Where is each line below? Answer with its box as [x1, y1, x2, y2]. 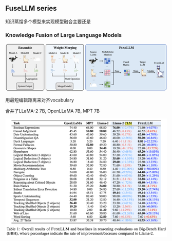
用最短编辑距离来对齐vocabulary [5, 97, 74, 103]
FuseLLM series [5, 4, 58, 13]
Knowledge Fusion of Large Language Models [5, 31, 122, 38]
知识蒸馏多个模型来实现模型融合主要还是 [5, 18, 91, 25]
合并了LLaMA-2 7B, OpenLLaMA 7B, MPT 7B [5, 108, 100, 114]
